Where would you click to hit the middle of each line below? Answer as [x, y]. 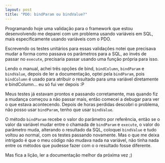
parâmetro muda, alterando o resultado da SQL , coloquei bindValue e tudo [81, 129]
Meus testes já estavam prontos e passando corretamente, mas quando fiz [82, 94]
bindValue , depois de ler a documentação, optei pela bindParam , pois [75, 74]
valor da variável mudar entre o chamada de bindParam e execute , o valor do [82, 124]
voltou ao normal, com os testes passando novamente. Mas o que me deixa [82, 135]
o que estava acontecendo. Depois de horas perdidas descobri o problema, [82, 104]
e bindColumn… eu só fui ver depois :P [45, 84]
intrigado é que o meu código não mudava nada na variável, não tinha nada [82, 140]
